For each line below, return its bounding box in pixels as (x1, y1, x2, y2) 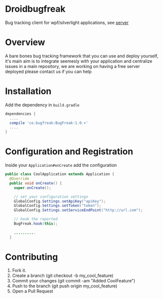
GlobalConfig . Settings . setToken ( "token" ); (14, 203, 102, 208)
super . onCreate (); (14, 185, 51, 190)
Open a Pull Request (12, 288, 54, 294)
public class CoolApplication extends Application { (5, 172, 115, 177)
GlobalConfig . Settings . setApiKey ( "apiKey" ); (14, 199, 106, 204)
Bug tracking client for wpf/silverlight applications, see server (5, 20, 129, 25)
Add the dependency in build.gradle (5, 102, 80, 108)
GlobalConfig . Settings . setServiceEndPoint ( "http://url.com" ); (14, 208, 143, 213)
